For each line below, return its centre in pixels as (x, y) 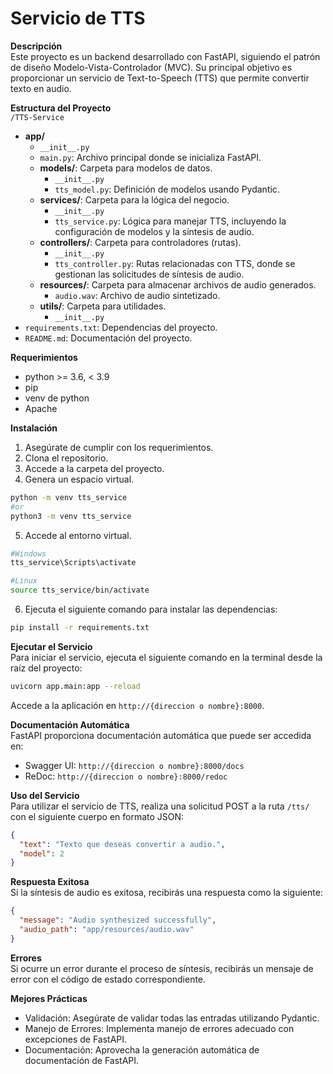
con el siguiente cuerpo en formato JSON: (97, 816)
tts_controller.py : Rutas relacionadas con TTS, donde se (175, 263)
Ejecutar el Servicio (51, 646)
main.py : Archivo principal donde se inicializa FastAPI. (150, 157)
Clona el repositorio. (66, 458)
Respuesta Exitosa (50, 882)
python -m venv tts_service (69, 497)
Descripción (36, 46)
